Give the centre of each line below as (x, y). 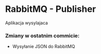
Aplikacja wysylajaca (27, 23)
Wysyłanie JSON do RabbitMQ (44, 47)
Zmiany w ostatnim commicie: (42, 36)
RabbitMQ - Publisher (50, 9)
